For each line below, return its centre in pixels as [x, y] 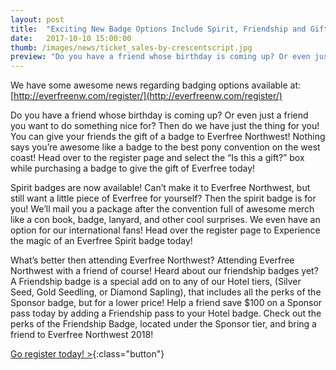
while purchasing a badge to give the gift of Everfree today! [133, 168]
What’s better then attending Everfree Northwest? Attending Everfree [152, 260]
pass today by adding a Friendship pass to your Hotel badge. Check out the [166, 313]
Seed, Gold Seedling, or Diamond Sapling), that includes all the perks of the [166, 292]
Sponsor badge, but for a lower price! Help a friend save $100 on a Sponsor [166, 303]
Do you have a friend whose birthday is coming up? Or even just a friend [159, 115]
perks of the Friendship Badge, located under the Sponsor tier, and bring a [163, 324]
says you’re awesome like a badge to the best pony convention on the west [165, 147]
